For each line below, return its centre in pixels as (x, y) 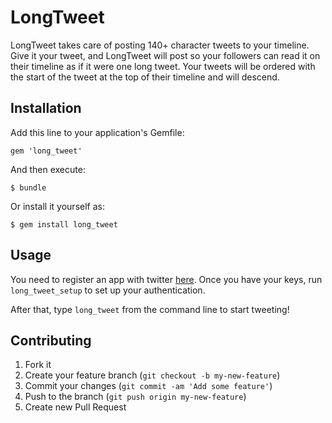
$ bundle (28, 187)
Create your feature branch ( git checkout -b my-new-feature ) (152, 375)
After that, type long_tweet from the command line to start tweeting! (150, 309)
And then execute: (48, 169)
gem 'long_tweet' (46, 151)
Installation (46, 108)
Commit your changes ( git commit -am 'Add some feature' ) (148, 386)
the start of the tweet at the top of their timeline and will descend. (145, 77)
